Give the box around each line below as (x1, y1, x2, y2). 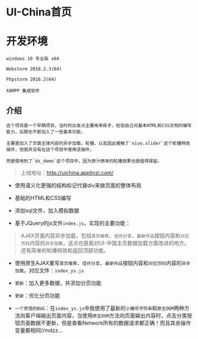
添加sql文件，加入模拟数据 (14, 206, 80, 214)
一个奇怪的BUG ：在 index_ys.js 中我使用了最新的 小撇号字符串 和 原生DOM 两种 (14, 304, 185, 311)
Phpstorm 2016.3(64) (6, 76, 57, 83)
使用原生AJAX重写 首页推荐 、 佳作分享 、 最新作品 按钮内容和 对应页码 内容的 (14, 259, 182, 266)
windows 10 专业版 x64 (6, 56, 60, 62)
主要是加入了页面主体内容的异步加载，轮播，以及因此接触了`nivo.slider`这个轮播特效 (6, 140, 190, 146)
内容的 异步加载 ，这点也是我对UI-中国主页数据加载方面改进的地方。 (29, 239, 190, 246)
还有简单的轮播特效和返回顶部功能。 (20, 247, 109, 254)
